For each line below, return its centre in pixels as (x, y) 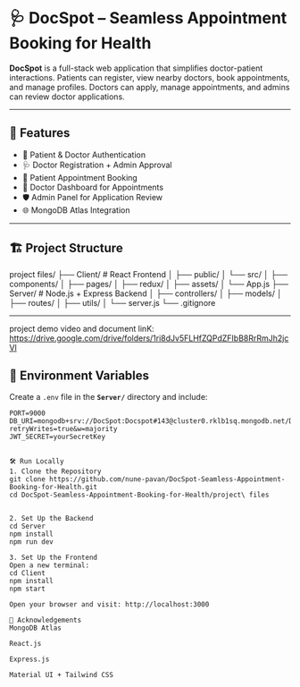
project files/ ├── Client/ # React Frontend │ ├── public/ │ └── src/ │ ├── (149, 274)
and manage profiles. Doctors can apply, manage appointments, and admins (150, 87)
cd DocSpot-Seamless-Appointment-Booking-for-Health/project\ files (139, 495)
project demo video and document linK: (82, 328)
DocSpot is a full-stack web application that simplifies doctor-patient (136, 68)
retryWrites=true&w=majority (63, 429)
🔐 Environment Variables (79, 375)
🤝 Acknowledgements (46, 620)
